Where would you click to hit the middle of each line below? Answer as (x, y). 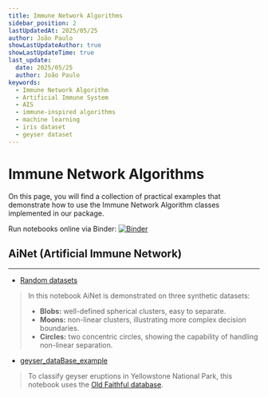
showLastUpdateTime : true (51, 53)
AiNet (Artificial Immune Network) (95, 254)
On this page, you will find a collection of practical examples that (114, 196)
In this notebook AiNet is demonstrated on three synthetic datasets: (139, 296)
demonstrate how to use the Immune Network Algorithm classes (114, 204)
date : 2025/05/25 (44, 68)
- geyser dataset (44, 134)
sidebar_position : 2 (43, 23)
